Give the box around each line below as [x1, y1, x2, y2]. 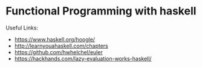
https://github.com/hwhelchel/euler [14, 48, 103, 55]
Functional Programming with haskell [5, 4, 197, 18]
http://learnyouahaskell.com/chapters [14, 42, 108, 49]
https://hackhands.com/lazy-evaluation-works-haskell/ [14, 55, 152, 62]
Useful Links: [5, 24, 39, 31]
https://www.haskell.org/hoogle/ [14, 36, 95, 43]
